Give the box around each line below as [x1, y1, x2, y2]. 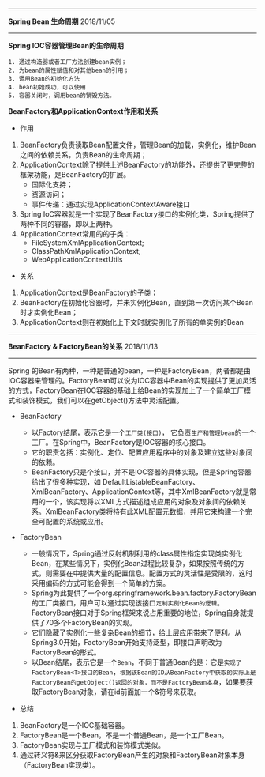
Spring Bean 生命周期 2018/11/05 [8, 17, 116, 26]
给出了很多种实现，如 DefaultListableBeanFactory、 [31, 477, 200, 486]
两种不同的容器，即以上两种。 [19, 219, 117, 228]
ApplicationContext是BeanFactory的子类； [19, 288, 159, 297]
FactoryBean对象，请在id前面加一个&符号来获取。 [38, 687, 201, 696]
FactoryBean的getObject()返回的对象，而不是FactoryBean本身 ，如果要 [31, 677, 247, 686]
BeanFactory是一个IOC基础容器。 [19, 721, 129, 730]
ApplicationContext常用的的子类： [19, 229, 131, 238]
